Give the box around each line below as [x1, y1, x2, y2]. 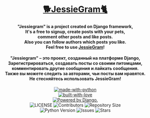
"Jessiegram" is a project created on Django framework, [17, 23, 133, 29]
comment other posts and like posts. [37, 34, 113, 39]
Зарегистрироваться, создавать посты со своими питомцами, [8, 60, 143, 66]
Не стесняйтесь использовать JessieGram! [29, 76, 121, 82]
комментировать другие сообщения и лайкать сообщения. [12, 66, 139, 71]
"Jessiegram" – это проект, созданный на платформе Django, [10, 55, 140, 61]
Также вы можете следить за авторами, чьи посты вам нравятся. [5, 71, 146, 77]
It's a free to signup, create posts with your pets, [25, 29, 126, 34]
